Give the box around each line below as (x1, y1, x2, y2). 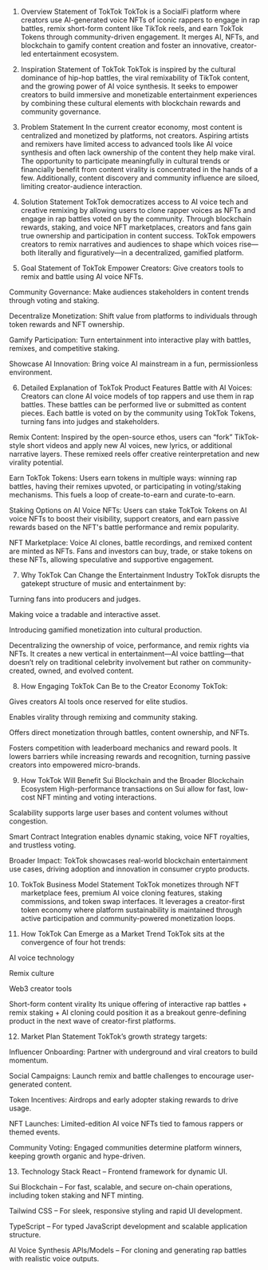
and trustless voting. (9, 840, 77, 850)
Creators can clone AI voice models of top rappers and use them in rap (20, 391, 254, 401)
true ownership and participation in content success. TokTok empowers (20, 231, 256, 240)
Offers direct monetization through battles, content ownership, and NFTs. (9, 728, 250, 737)
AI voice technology (9, 953, 75, 962)
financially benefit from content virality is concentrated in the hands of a (20, 165, 258, 174)
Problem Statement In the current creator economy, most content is (20, 123, 242, 132)
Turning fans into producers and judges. (9, 594, 141, 604)
